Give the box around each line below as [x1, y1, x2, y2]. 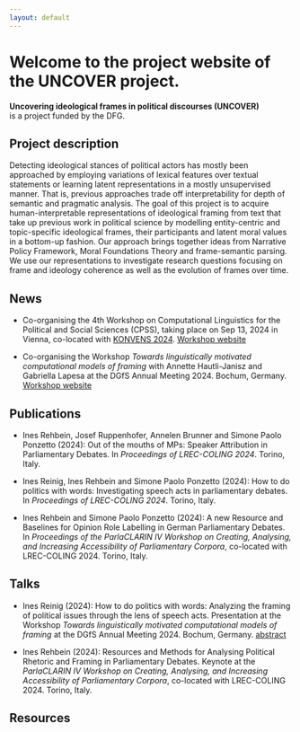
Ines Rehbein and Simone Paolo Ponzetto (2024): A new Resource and [22, 513, 284, 523]
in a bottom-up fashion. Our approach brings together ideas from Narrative [9, 236, 287, 247]
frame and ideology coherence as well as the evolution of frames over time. [9, 265, 289, 276]
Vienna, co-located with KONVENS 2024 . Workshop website [22, 334, 247, 345]
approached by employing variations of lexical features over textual [9, 170, 259, 181]
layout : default [9, 13, 70, 22]
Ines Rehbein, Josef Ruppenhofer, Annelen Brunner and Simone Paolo [22, 430, 282, 440]
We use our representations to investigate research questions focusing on [9, 255, 283, 266]
